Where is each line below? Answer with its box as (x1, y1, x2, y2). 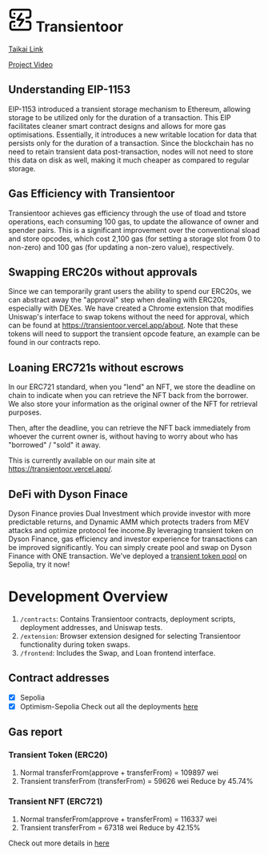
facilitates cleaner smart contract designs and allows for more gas (8, 121, 226, 130)
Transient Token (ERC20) (8, 749, 108, 761)
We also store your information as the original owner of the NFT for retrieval (8, 399, 258, 409)
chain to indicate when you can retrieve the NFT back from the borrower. (8, 391, 249, 400)
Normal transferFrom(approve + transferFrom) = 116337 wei (19, 814, 218, 824)
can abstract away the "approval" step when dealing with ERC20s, (8, 295, 228, 305)
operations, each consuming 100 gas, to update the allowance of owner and (8, 216, 259, 227)
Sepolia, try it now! (8, 560, 70, 569)
